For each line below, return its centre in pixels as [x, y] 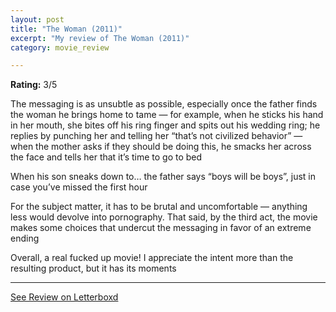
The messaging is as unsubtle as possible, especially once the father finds [164, 104]
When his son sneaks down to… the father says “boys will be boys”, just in [163, 177]
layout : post [37, 19]
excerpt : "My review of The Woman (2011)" [100, 38]
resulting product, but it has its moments [93, 268]
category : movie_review [60, 47]
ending [25, 238]
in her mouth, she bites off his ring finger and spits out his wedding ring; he [165, 125]
